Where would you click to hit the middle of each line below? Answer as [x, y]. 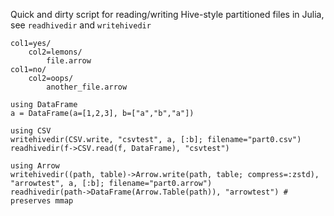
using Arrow [35, 166]
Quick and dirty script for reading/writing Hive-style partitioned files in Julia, [167, 14]
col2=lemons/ [55, 52]
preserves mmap [42, 201]
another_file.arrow [87, 87]
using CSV [31, 131]
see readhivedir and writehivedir [81, 25]
